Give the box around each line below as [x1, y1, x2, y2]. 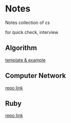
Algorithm [5, 43, 37, 52]
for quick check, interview [5, 29, 59, 35]
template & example [5, 57, 46, 63]
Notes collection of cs [5, 19, 50, 25]
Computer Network [5, 71, 66, 80]
